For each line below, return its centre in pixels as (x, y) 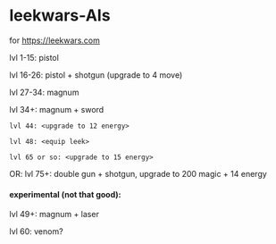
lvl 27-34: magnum (44, 92)
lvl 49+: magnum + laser (54, 215)
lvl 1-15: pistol (34, 57)
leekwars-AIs (60, 16)
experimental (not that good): (65, 194)
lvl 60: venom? (37, 231)
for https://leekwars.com (54, 40)
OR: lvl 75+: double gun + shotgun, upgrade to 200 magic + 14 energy (138, 173)
